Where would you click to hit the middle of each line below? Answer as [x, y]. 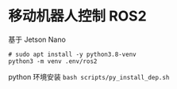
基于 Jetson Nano [37, 39]
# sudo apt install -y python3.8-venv [72, 54]
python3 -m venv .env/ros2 [53, 61]
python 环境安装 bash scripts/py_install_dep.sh [89, 76]
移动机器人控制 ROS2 [77, 16]
